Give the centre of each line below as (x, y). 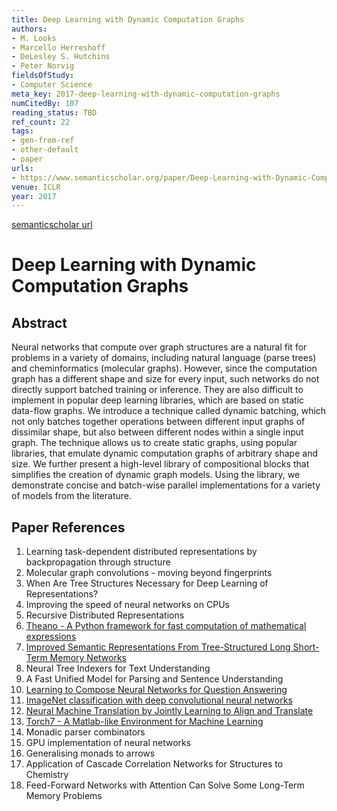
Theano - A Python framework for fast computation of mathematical (166, 626)
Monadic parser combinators (85, 732)
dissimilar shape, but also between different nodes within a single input (157, 432)
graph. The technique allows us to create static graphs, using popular (154, 443)
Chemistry (47, 775)
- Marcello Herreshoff (58, 47)
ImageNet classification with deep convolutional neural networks (159, 700)
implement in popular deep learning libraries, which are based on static (158, 400)
